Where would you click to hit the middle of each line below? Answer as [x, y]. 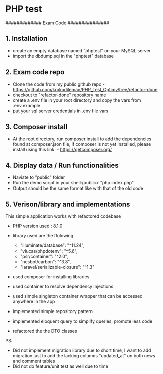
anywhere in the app [34, 301]
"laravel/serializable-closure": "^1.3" [57, 267]
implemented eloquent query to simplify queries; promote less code [83, 321]
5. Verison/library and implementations [68, 204]
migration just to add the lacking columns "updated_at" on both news [84, 356]
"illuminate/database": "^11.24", [52, 245]
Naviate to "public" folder [39, 177]
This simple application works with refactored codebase [63, 216]
